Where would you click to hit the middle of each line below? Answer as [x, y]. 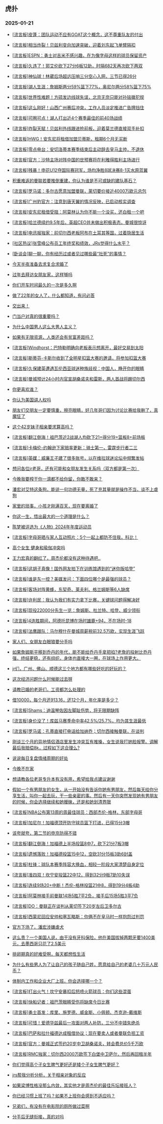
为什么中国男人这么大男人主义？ [44, 327]
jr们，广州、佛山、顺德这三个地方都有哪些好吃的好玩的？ [69, 668]
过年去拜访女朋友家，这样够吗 [42, 274]
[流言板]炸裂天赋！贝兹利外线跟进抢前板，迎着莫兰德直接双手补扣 [78, 128]
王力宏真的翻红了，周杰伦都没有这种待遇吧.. [56, 558]
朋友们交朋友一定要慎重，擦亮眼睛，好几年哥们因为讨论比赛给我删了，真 [85, 410]
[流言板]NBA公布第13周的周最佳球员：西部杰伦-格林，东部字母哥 [77, 812]
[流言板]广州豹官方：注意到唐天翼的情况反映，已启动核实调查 [74, 201]
